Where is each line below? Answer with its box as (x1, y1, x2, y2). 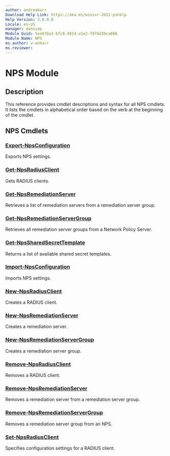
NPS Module (5, 67, 59, 79)
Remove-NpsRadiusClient (5, 360, 71, 367)
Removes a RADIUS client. (5, 372, 60, 378)
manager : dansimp (5, 26, 42, 32)
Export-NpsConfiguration (5, 142, 70, 149)
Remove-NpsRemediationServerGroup (5, 409, 104, 416)
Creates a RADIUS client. (5, 299, 58, 306)
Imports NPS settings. (5, 275, 52, 281)
